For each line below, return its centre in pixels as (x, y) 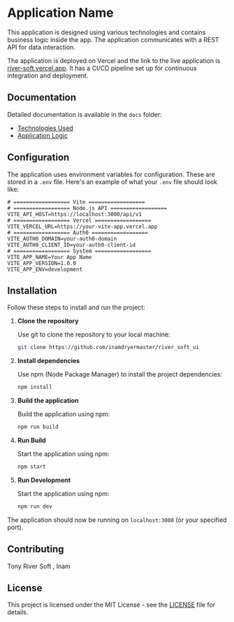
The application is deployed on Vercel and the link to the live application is (114, 60)
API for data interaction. (41, 47)
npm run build (38, 427)
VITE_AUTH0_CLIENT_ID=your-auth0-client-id (72, 245)
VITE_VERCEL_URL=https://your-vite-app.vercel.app (82, 226)
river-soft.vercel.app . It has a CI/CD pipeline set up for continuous (102, 68)
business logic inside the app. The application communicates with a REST (113, 39)
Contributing (36, 550)
